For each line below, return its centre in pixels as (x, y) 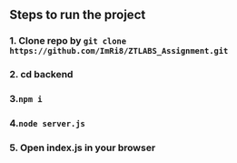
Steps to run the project (78, 15)
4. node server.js (48, 124)
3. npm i (26, 99)
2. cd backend (41, 75)
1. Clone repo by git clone (68, 41)
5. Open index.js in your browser (83, 148)
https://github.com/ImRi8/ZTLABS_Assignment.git (119, 51)
